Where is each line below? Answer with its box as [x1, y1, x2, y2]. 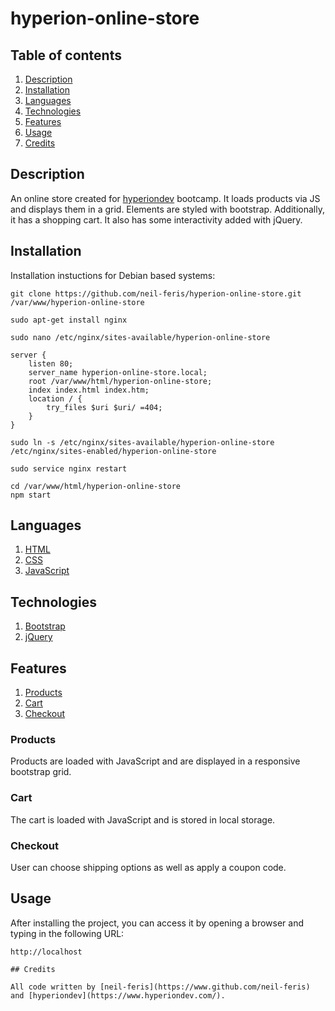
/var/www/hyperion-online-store [10, 297, 145, 307]
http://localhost [10, 947, 83, 957]
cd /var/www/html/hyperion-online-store [10, 481, 182, 491]
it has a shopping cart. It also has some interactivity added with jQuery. [10, 213, 303, 226]
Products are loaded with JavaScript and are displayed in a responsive [10, 755, 301, 767]
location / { [28, 393, 83, 404]
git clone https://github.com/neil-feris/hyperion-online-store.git [10, 288, 302, 299]
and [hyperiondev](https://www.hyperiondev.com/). [10, 990, 226, 1001]
